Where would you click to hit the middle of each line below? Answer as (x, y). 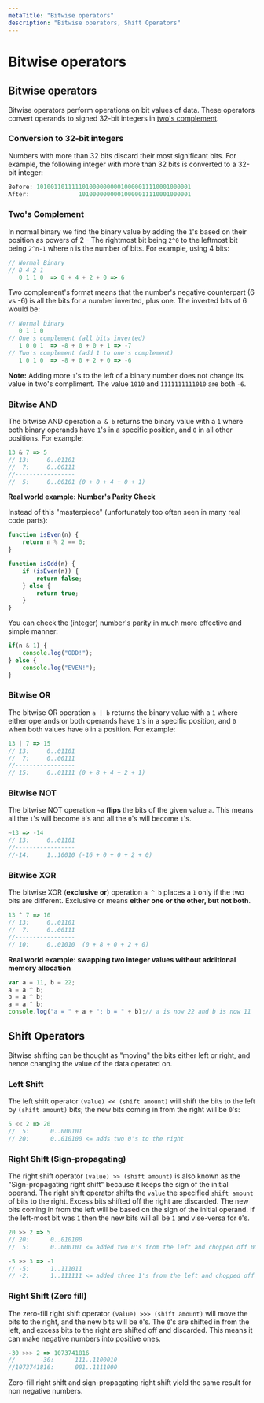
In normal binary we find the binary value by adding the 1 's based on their (128, 231)
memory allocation (40, 968)
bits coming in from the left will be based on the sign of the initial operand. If (132, 1210)
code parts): (28, 520)
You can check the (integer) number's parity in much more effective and (125, 623)
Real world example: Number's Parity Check (82, 497)
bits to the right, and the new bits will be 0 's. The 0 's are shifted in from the (129, 1322)
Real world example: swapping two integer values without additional (122, 959)
